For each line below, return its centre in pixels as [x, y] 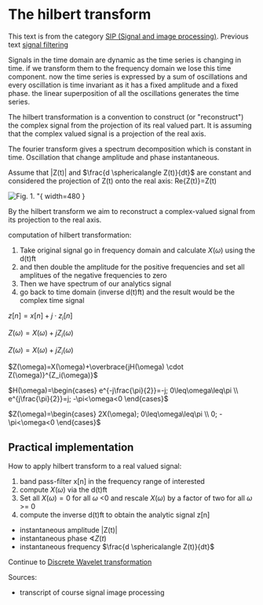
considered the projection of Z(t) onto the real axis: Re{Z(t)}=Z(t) [113, 181]
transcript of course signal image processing [92, 592]
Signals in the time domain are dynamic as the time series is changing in [125, 60]
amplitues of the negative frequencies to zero [93, 275]
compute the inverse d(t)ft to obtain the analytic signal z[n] [115, 515]
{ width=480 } [62, 196]
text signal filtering [38, 44]
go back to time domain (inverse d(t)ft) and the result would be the [127, 292]
